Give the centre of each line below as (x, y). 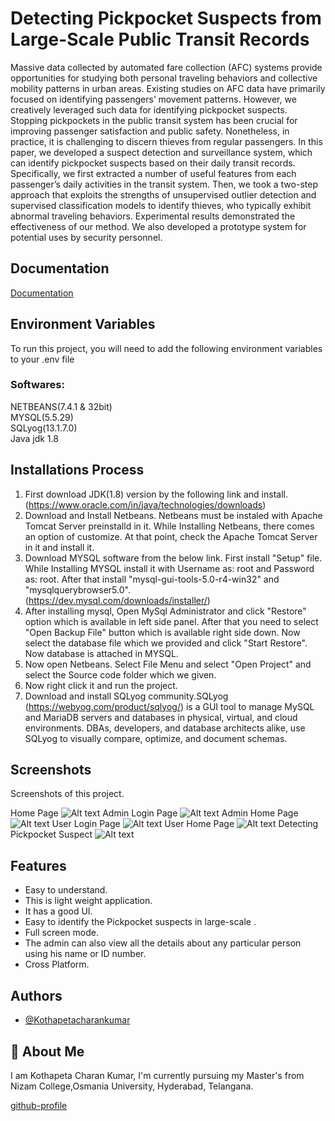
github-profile (39, 1105)
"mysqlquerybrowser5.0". (77, 589)
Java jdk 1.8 (34, 438)
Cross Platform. (57, 964)
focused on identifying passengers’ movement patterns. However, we (153, 99)
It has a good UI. (58, 911)
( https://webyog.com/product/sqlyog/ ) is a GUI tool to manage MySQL (169, 706)
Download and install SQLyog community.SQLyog (126, 696)
